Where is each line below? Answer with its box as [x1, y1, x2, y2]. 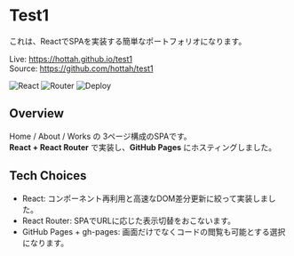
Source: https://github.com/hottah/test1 [9, 63, 154, 74]
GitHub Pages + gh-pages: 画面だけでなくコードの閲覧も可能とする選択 [21, 226, 286, 236]
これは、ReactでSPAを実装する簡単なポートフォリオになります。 [9, 36, 247, 46]
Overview [9, 106, 65, 121]
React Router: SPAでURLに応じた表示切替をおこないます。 [21, 215, 236, 226]
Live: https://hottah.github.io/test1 [9, 53, 133, 64]
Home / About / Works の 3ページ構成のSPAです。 [9, 131, 192, 141]
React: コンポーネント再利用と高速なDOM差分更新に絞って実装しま [21, 193, 269, 204]
